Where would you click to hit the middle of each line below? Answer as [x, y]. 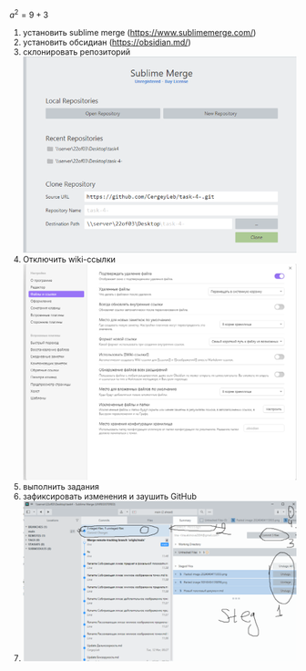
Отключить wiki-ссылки [69, 259]
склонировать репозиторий [76, 52]
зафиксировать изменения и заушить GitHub [110, 497]
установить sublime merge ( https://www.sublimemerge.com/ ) [139, 32]
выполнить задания [61, 487]
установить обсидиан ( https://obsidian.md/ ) [107, 42]
